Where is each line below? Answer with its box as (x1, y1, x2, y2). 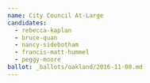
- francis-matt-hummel (14, 48, 90, 56)
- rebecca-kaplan (14, 26, 72, 34)
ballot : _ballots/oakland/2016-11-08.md (7, 63, 144, 71)
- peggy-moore (14, 56, 61, 64)
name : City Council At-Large (7, 11, 104, 20)
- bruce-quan (14, 33, 58, 42)
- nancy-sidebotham (14, 41, 79, 49)
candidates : (7, 19, 47, 27)
